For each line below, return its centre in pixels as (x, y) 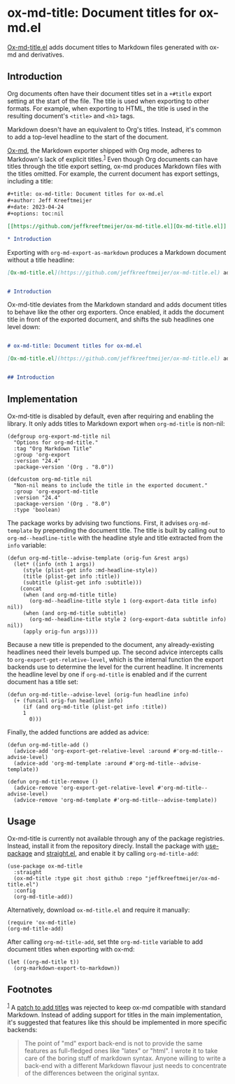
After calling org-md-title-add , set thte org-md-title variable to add (105, 941)
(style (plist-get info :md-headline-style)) (90, 570)
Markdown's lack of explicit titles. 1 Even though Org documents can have (113, 158)
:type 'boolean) (37, 510)
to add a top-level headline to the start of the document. (88, 137)
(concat (31, 589)
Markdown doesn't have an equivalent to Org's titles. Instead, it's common (114, 129)
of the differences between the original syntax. (92, 1073)
